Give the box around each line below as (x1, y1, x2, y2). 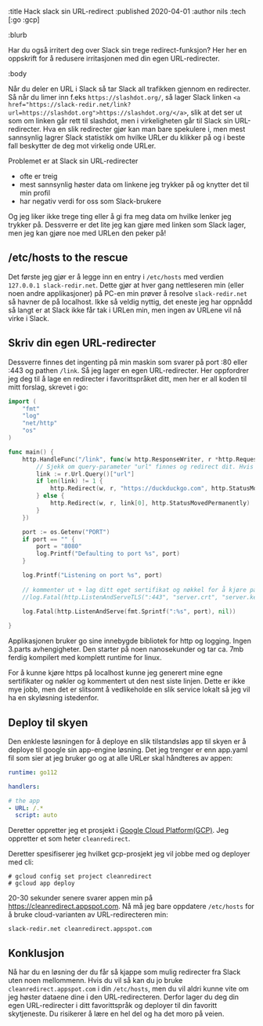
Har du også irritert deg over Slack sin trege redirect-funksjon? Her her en (8, 46, 247, 54)
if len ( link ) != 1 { (36, 477, 103, 485)
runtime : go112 (8, 769, 58, 776)
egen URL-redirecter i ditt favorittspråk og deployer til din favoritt (8, 1001, 218, 1010)
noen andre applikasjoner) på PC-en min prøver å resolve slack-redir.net (8, 288, 248, 298)
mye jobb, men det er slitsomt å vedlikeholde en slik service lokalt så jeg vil (8, 685, 250, 694)
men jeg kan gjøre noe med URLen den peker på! (8, 228, 167, 238)
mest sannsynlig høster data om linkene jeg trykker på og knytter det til (19, 180, 249, 189)
